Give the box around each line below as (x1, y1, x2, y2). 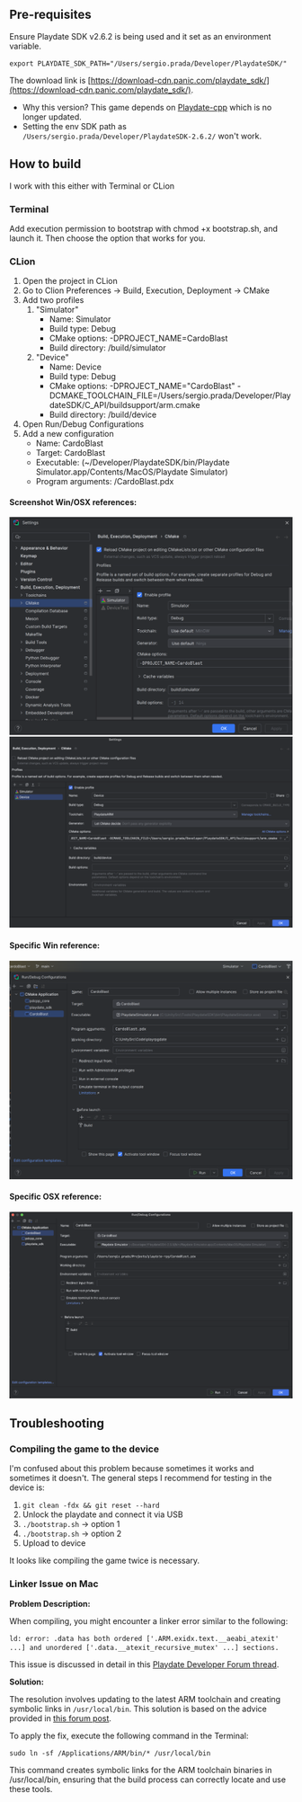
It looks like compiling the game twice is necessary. (9, 1555, 200, 1567)
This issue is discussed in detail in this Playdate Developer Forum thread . (9, 1658, 280, 1670)
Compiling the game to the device (9, 1442, 160, 1455)
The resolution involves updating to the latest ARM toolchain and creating (9, 1693, 281, 1704)
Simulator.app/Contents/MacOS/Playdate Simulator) (35, 466, 228, 477)
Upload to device (22, 1538, 86, 1549)
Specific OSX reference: (9, 1191, 102, 1203)
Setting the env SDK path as (22, 120, 128, 131)
